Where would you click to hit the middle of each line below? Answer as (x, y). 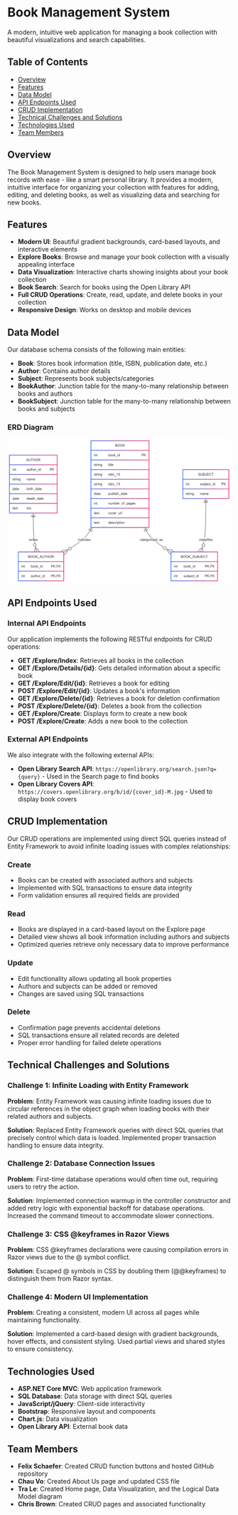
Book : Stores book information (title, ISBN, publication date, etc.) (112, 364)
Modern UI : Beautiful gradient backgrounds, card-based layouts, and (119, 242)
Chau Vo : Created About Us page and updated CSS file (98, 1481)
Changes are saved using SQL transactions (81, 993)
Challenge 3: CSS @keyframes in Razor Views (88, 1234)
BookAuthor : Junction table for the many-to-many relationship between (123, 386)
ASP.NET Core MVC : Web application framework (90, 1389)
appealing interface (46, 265)
